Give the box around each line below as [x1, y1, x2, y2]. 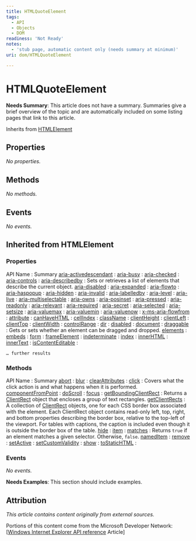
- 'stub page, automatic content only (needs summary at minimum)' [11, 47, 179, 53]
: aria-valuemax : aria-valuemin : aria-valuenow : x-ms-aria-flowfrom [24, 308, 190, 315]
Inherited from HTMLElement [6, 240, 114, 250]
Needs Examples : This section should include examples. [6, 478, 143, 485]
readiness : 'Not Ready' [6, 36, 64, 42]
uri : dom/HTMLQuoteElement [6, 52, 72, 58]
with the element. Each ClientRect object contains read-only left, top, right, [6, 408, 185, 415]
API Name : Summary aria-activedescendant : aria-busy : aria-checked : [6, 270, 180, 278]
